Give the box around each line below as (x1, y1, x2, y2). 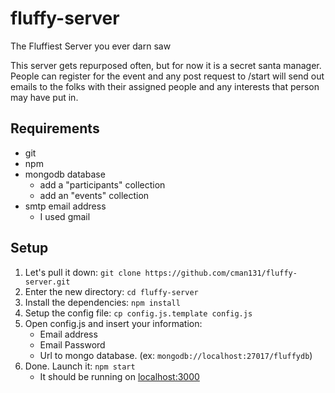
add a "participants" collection (39, 178, 166, 191)
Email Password (39, 338, 106, 351)
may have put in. (10, 91, 79, 103)
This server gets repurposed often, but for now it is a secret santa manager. (10, 59, 322, 71)
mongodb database (24, 168, 106, 180)
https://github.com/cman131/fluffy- (144, 268, 298, 278)
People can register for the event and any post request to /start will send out (10, 70, 325, 82)
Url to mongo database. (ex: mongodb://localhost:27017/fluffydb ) (39, 349, 313, 361)
